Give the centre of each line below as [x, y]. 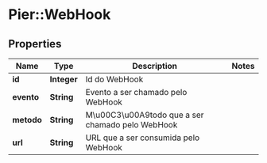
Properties [35, 44]
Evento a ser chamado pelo [136, 92]
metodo [27, 120]
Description [155, 66]
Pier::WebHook [60, 15]
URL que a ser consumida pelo [143, 138]
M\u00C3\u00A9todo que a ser [145, 115]
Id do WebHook [114, 79]
